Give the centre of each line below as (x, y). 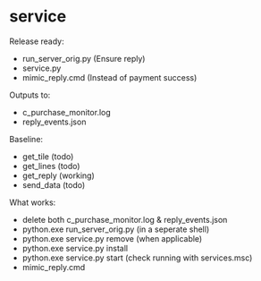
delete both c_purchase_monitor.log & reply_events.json (125, 219)
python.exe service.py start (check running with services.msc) (137, 258)
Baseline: (26, 139)
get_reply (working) (59, 175)
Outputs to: (30, 95)
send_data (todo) (54, 184)
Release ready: (37, 41)
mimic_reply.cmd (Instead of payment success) (109, 77)
